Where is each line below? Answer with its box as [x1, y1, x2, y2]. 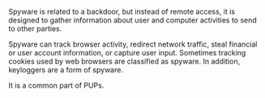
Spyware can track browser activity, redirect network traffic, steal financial [8, 39, 258, 49]
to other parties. [8, 24, 62, 33]
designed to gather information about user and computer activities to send [8, 15, 257, 25]
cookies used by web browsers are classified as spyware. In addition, [8, 56, 241, 66]
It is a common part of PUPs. [8, 80, 105, 90]
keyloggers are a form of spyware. [8, 65, 124, 75]
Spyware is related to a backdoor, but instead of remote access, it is [8, 7, 236, 16]
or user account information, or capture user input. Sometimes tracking [8, 48, 246, 57]
